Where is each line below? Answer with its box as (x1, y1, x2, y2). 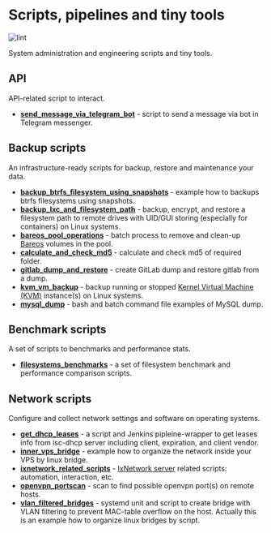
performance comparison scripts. (19, 368, 132, 378)
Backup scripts (8, 141, 87, 155)
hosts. (19, 489, 41, 500)
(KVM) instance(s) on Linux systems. (19, 290, 144, 300)
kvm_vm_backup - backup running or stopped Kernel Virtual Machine (19, 282, 254, 291)
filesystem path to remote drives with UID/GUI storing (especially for (19, 213, 248, 222)
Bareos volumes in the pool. (19, 239, 113, 248)
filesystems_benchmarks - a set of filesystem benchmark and (19, 359, 231, 370)
